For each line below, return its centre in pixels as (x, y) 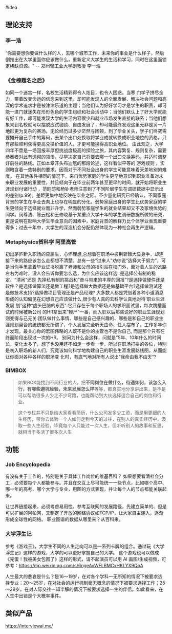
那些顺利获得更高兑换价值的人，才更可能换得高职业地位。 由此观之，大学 (87, 144)
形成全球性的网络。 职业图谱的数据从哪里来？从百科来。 (64, 519)
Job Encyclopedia (28, 464)
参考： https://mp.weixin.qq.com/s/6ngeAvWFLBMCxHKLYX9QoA (74, 565)
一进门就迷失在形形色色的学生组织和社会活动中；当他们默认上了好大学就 (86, 111)
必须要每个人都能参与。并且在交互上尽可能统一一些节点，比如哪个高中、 (90, 483)
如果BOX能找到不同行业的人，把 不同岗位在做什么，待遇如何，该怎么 (90, 382)
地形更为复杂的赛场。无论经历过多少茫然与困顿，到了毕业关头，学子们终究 (84, 131)
